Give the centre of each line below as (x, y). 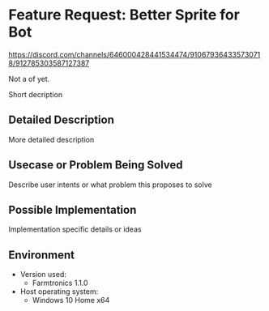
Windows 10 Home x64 (71, 300)
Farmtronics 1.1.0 (60, 283)
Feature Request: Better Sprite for (124, 15)
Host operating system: (59, 292)
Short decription (36, 94)
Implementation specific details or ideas (75, 229)
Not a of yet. (29, 79)
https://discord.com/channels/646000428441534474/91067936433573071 (134, 54)
